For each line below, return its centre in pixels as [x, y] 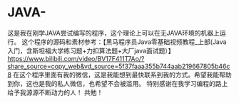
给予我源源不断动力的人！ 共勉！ [55, 92]
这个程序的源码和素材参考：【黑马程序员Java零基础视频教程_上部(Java [124, 42]
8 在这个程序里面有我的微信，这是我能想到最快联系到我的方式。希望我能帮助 [119, 75]
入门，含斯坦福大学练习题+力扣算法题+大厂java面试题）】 [91, 50]
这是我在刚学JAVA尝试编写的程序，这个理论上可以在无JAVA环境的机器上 [113, 33]
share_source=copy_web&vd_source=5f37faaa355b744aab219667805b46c [119, 66]
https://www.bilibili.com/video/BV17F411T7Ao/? [76, 58]
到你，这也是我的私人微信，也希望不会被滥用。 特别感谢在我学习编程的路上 [118, 83]
